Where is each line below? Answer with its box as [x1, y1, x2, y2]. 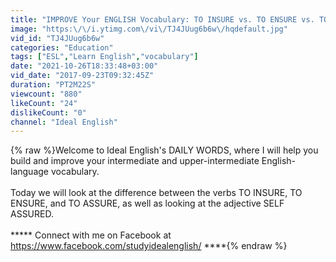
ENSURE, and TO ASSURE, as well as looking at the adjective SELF [10, 197, 285, 210]
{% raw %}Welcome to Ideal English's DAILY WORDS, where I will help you [10, 144, 319, 156]
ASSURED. [10, 208, 54, 220]
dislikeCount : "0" [10, 107, 87, 118]
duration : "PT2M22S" [10, 80, 97, 90]
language [10, 166, 49, 178]
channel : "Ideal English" [10, 117, 118, 127]
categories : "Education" [10, 42, 114, 53]
